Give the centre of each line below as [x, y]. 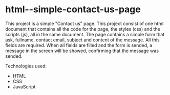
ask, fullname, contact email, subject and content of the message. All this [82, 40]
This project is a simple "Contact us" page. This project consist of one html [84, 23]
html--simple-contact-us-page [73, 9]
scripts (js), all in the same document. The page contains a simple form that [85, 34]
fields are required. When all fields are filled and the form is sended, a [79, 45]
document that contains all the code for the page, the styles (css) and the [83, 29]
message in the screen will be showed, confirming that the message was [82, 51]
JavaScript [24, 87]
